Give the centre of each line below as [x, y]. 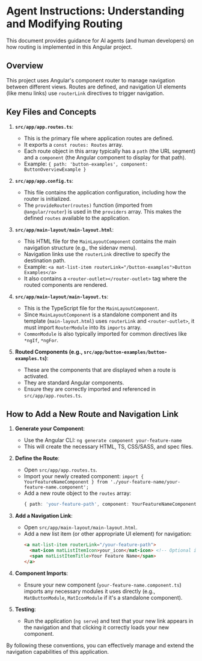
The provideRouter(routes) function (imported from [88, 205]
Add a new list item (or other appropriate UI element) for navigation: [108, 534]
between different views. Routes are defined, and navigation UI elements [96, 87]
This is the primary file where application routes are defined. [99, 138]
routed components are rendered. [66, 284]
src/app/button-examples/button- [125, 352]
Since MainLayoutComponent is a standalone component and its [100, 315]
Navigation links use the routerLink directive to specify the [97, 254]
